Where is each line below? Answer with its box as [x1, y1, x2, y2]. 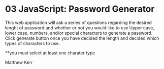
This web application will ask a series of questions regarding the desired [5, 20, 152, 25]
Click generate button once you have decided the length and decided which [5, 35, 159, 41]
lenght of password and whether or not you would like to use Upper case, [5, 24, 155, 30]
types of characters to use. [5, 40, 60, 46]
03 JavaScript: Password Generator [5, 3, 155, 15]
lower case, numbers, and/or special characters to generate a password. [5, 30, 153, 36]
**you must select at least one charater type [5, 50, 95, 56]
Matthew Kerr [5, 59, 33, 65]
